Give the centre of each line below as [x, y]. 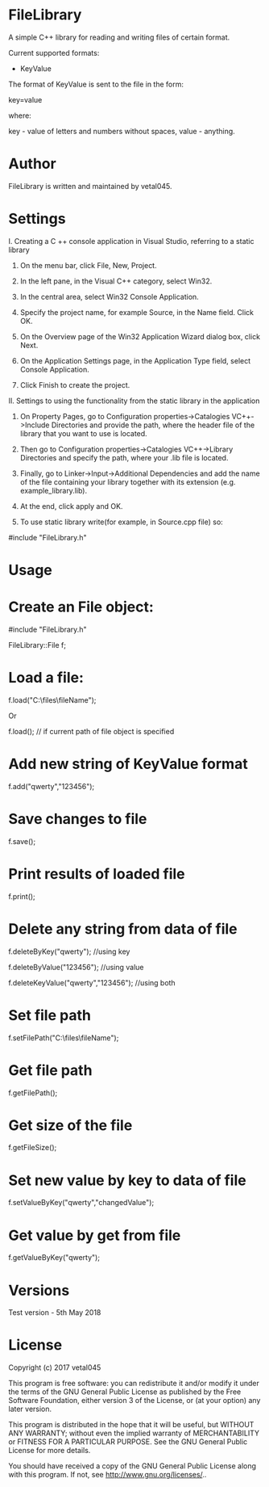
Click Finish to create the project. [75, 384]
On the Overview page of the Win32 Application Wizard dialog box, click [140, 336]
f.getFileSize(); [33, 1148]
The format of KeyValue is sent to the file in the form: [96, 84]
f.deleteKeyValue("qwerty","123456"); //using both [92, 982]
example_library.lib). [53, 490]
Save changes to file [78, 819]
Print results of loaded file [97, 874]
